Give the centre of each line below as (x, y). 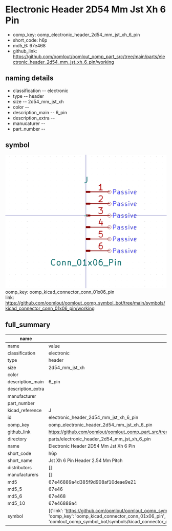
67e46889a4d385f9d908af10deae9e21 (92, 482)
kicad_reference (25, 411)
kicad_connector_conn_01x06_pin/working (50, 308)
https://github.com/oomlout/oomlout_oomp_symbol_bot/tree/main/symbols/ (85, 303)
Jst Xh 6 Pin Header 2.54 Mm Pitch (85, 460)
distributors (20, 468)
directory (17, 439)
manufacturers (23, 475)
